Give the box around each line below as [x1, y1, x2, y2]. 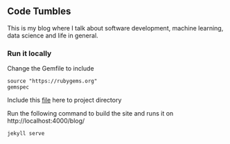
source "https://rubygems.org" [7, 78, 98, 85]
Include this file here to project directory [7, 96, 122, 105]
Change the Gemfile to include [7, 64, 95, 73]
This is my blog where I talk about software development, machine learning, [7, 24, 224, 32]
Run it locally [7, 48, 52, 58]
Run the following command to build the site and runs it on [7, 109, 174, 118]
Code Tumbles [7, 6, 71, 17]
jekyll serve [7, 130, 45, 137]
